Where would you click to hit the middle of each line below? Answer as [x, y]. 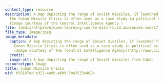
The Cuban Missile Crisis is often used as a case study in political [83, 19]
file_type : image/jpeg [28, 32]
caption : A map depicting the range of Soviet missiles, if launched [82, 41]
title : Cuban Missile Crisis [35, 69]
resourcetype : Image [26, 64]
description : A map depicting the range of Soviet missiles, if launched [82, 14]
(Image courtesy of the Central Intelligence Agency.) [66, 23]
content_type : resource [29, 10]
